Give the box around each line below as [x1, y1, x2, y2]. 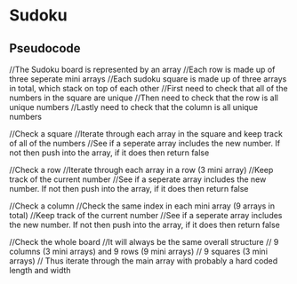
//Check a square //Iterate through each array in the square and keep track [9, 129, 283, 138]
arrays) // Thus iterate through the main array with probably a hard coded [9, 256, 278, 266]
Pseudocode [9, 41, 82, 56]
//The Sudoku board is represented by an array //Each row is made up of [9, 64, 276, 75]
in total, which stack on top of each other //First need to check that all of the [9, 83, 288, 93]
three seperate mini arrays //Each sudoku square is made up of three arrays [9, 74, 287, 84]
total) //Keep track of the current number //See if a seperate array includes [9, 210, 283, 220]
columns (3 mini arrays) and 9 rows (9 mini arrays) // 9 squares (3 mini [9, 246, 269, 256]
